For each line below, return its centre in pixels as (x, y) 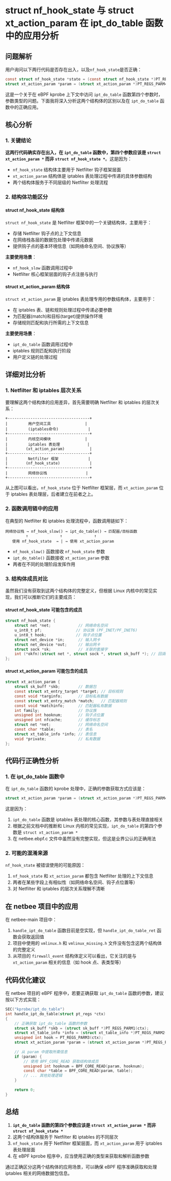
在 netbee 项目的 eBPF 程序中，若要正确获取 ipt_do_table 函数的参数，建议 (84, 993)
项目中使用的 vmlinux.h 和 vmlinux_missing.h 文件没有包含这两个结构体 (87, 943)
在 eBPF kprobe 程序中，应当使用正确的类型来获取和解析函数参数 (81, 1156)
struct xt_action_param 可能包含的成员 (47, 671)
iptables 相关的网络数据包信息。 (39, 1173)
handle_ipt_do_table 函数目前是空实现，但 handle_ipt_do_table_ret (84, 931)
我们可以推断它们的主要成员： (45, 597)
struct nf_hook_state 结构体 (35, 210)
